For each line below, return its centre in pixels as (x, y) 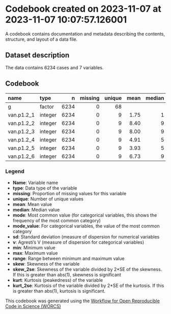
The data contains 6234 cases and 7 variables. (54, 67)
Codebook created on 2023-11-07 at (83, 9)
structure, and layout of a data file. (41, 39)
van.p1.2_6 (21, 156)
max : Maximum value (35, 253)
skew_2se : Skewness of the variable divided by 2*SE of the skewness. (87, 269)
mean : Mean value (32, 204)
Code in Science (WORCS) (33, 306)
